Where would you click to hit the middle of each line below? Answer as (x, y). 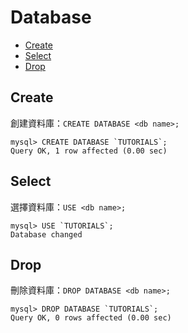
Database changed (46, 234)
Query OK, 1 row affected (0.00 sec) (89, 151)
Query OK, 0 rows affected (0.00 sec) (91, 318)
